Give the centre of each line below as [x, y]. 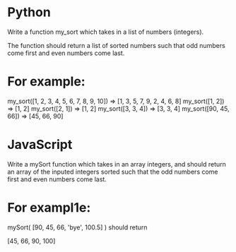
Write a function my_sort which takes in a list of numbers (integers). [106, 32]
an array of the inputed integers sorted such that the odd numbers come [113, 172]
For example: [47, 82]
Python [29, 12]
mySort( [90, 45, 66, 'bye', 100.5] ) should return [77, 227]
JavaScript [40, 145]
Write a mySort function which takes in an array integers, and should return [117, 164]
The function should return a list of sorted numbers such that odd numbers [117, 45]
